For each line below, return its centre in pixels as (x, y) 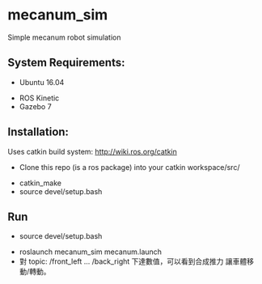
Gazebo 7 (35, 106)
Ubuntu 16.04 (42, 82)
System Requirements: (66, 63)
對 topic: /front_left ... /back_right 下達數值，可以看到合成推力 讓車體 (133, 261)
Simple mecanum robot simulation (64, 37)
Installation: (38, 132)
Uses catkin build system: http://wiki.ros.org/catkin (92, 151)
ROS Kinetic (39, 98)
